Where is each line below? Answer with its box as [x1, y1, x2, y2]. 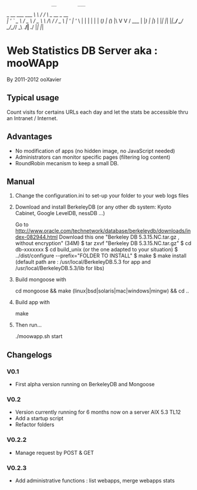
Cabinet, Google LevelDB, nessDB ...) [15, 210, 105, 217]
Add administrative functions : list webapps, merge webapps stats [15, 477, 175, 484]
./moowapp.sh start [15, 333, 63, 340]
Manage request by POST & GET [15, 449, 94, 456]
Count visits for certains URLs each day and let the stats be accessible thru [6, 108, 188, 115]
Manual [6, 176, 35, 186]
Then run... [15, 321, 42, 329]
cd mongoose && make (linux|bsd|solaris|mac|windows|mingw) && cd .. [15, 287, 189, 294]
